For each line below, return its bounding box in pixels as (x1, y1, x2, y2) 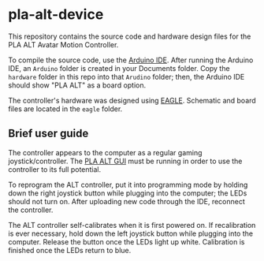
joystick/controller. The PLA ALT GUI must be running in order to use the (8, 156, 243, 166)
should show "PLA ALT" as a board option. (8, 80, 147, 90)
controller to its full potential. (8, 164, 102, 174)
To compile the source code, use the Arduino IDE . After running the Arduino (8, 55, 254, 65)
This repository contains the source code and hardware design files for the (8, 32, 251, 41)
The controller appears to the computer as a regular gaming (8, 147, 203, 157)
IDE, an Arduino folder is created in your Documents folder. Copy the (8, 63, 230, 73)
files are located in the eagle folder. (8, 104, 123, 114)
